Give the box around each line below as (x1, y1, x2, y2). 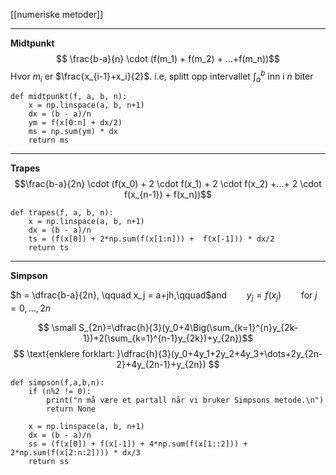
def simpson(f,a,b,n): (10, 378, 105, 388)
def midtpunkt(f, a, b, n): (10, 92, 128, 102)
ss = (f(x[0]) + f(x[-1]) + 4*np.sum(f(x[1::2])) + (28, 439, 248, 449)
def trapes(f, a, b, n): (10, 208, 114, 218)
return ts (28, 243, 70, 253)
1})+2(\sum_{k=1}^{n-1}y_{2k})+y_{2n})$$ (82, 332, 254, 344)
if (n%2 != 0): (28, 387, 92, 397)
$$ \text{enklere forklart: (13, 348, 115, 360)
